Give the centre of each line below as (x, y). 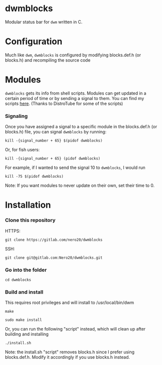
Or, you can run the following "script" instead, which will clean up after (75, 329)
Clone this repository (30, 220)
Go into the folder (26, 270)
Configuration (34, 41)
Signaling (16, 116)
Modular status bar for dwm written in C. (44, 22)
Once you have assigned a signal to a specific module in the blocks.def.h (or (81, 127)
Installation (28, 205)
